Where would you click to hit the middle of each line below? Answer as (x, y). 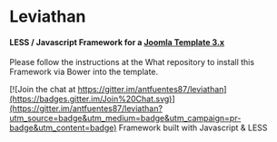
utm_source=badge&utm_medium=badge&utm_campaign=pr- (125, 118)
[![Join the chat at (43, 90)
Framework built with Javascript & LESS (193, 128)
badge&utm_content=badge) (63, 128)
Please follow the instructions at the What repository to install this (132, 62)
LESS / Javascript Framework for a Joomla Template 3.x (117, 42)
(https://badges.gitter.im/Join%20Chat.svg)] (92, 99)
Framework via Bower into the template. (84, 72)
